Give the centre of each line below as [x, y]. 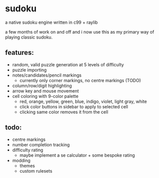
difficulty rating [28, 150]
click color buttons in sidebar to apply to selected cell [74, 106]
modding [21, 160]
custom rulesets [36, 171]
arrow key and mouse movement [46, 91]
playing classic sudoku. [29, 37]
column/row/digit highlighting [42, 86]
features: [19, 53]
